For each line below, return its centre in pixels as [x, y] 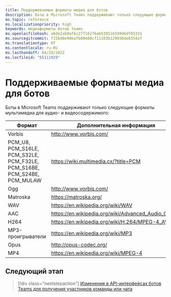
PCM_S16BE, [24, 168]
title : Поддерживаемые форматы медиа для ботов [57, 10]
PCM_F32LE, [23, 161]
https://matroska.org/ [77, 197]
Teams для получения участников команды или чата [75, 289]
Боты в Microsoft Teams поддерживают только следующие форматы [80, 107]
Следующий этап [34, 271]
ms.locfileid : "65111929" [33, 57]
